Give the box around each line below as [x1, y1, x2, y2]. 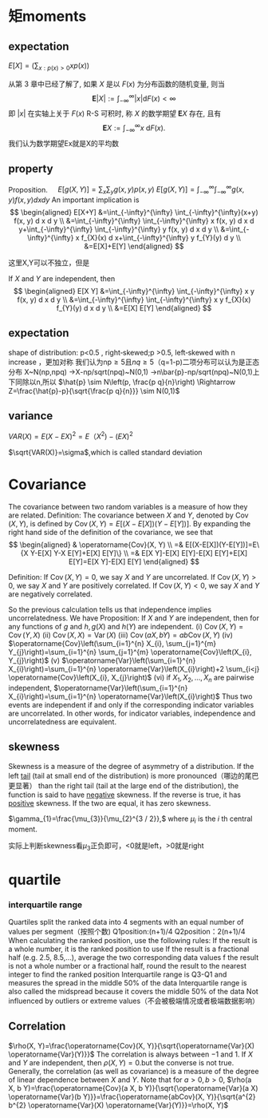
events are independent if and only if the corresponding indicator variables [8, 700, 254, 709]
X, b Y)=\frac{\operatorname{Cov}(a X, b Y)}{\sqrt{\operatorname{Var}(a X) [8, 1083, 258, 1092]
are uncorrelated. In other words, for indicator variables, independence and [8, 708, 256, 718]
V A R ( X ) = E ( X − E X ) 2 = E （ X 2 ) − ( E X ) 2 [8, 430, 133, 442]
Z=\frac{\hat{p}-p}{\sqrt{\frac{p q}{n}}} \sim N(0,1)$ [8, 386, 180, 395]
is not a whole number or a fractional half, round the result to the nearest [8, 961, 247, 970]
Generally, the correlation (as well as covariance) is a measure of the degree [8, 1066, 259, 1076]
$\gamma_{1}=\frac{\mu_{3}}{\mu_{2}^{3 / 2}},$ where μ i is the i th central [8, 814, 253, 825]
